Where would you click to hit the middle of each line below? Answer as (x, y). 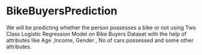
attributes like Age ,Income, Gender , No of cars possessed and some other (100, 40)
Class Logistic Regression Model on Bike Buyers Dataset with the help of (96, 33)
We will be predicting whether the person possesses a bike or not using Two (101, 27)
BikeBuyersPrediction (62, 11)
